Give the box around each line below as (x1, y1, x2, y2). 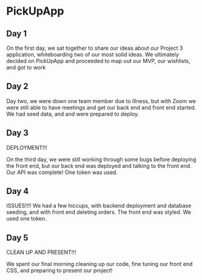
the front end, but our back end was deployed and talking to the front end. (6, 162, 192, 169)
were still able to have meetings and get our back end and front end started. (6, 104, 197, 111)
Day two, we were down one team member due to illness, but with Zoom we (6, 97, 196, 104)
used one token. (6, 215, 47, 222)
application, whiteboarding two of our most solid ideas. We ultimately (6, 51, 179, 58)
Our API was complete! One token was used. (6, 168, 118, 176)
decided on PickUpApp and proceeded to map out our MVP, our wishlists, (6, 58, 191, 64)
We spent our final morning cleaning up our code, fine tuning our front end (6, 261, 193, 268)
